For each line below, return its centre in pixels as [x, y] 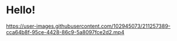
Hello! [21, 10]
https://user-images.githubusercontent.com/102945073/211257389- [88, 26]
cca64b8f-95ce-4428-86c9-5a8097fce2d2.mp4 [65, 32]
